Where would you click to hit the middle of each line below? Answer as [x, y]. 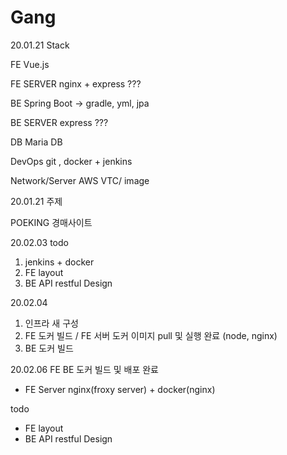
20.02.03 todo [39, 242]
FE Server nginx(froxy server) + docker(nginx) [120, 389]
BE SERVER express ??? [59, 122]
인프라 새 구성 [51, 323]
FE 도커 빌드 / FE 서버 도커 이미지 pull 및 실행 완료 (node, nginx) [151, 335]
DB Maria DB [36, 142]
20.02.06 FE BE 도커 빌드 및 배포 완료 [84, 369]
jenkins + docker [59, 262]
